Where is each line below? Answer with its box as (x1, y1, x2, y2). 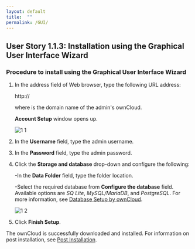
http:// (14, 93, 30, 100)
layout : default (6, 8, 46, 15)
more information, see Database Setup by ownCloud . (14, 196, 143, 203)
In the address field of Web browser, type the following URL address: (14, 81, 182, 88)
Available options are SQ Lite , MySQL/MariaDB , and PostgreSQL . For (14, 190, 180, 197)
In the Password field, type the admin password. (14, 149, 132, 156)
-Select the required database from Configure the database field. (14, 183, 174, 190)
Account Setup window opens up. (14, 115, 98, 122)
